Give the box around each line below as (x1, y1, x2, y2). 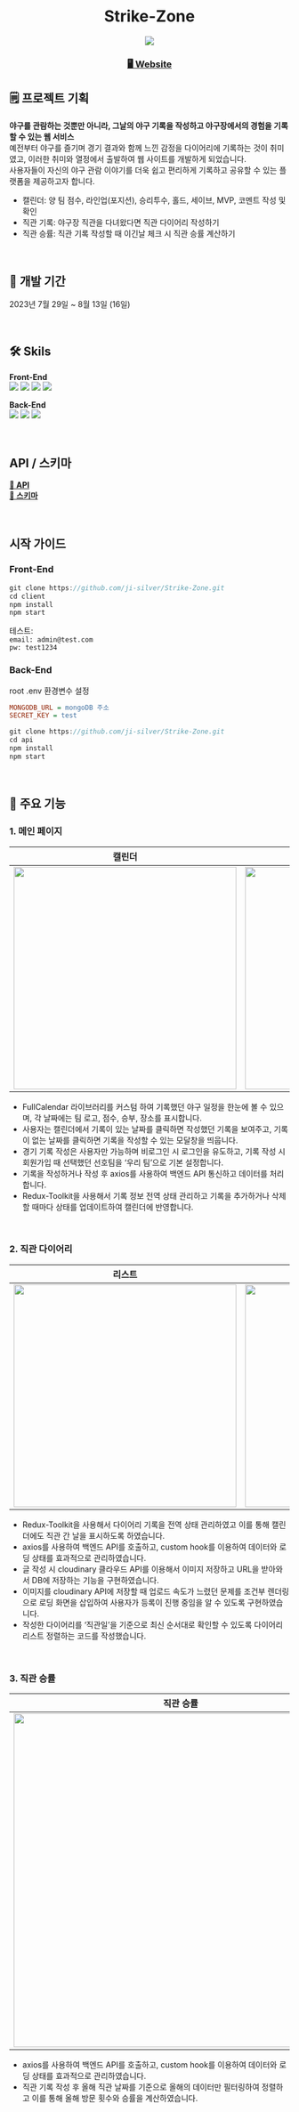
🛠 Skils (9, 344, 52, 359)
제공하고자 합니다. (32, 175, 95, 186)
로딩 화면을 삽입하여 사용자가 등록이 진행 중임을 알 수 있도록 (38, 1597, 246, 1607)
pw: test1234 (9, 643, 58, 652)
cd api (9, 736, 34, 745)
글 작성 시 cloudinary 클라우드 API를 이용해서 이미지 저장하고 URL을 (21, 1564, 260, 1574)
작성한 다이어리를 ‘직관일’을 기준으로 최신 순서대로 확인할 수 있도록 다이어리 (21, 1619, 283, 1630)
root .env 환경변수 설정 (9, 685, 90, 696)
